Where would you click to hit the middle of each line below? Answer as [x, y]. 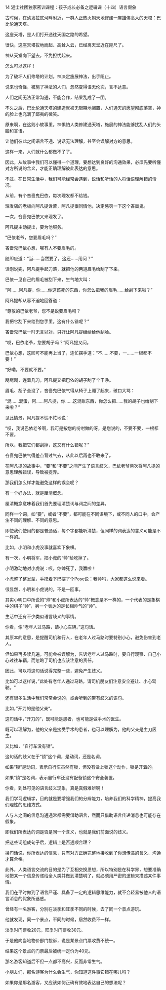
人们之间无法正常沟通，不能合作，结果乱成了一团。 [57, 97]
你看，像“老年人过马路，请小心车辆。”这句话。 [51, 627]
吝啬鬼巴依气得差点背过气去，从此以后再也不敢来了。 [59, 455]
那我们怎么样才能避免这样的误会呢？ [42, 482]
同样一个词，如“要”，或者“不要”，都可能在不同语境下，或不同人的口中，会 [80, 514]
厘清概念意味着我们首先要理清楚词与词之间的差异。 [57, 503]
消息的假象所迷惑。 [29, 898]
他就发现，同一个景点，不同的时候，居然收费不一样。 [59, 919]
